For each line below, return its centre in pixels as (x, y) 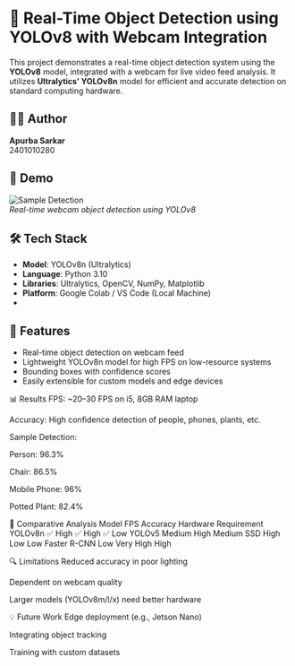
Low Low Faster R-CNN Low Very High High (90, 544)
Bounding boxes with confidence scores (97, 372)
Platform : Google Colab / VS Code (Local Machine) (117, 293)
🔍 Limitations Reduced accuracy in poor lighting (98, 562)
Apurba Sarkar (37, 140)
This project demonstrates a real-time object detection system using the (142, 62)
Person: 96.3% (37, 454)
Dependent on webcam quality (66, 583)
